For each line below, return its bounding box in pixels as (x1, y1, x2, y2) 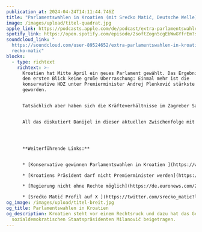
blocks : (6, 53, 26, 59)
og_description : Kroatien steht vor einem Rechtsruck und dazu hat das (6, 210, 189, 216)
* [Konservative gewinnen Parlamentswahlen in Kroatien (22, 161, 165, 168)
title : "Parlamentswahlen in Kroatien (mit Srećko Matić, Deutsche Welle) (6, 14, 198, 20)
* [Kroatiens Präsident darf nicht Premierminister (22, 172, 155, 179)
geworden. (22, 87, 47, 93)
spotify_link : (6, 31, 42, 37)
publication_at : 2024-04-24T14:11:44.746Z (6, 8, 114, 15)
